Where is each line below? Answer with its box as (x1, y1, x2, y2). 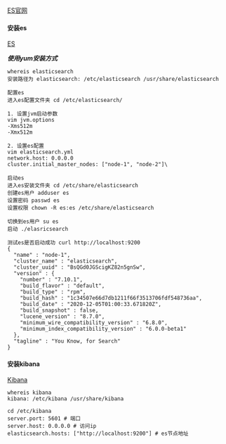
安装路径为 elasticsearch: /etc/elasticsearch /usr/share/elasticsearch (7, 76, 219, 83)
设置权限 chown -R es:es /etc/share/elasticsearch (7, 205, 154, 212)
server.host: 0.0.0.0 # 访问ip (7, 423, 97, 430)
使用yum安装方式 (7, 54, 58, 63)
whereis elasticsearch (7, 68, 74, 75)
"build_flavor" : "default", (20, 282, 105, 290)
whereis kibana (7, 389, 52, 396)
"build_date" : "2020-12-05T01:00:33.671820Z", (20, 301, 161, 308)
